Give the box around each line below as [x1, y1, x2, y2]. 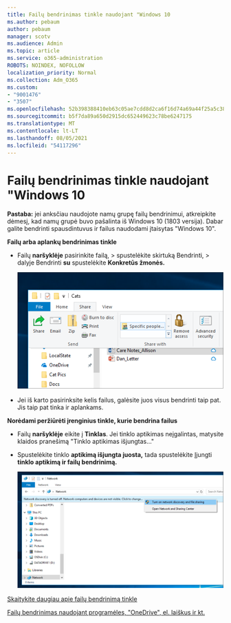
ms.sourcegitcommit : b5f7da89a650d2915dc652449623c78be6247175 [7, 113, 192, 120]
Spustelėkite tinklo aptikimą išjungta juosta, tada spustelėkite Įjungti [16, 451, 212, 459]
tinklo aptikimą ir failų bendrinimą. [16, 458, 118, 467]
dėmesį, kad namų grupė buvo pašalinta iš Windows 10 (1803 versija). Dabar [7, 217, 223, 225]
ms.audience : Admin [7, 40, 63, 48]
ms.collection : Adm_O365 [7, 76, 78, 83]
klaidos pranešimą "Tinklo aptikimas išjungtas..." [16, 438, 155, 446]
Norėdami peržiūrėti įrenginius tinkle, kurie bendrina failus [7, 417, 177, 425]
